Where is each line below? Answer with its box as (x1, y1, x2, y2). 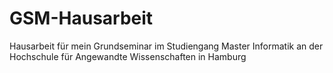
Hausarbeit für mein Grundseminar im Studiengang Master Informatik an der (9, 40, 324, 52)
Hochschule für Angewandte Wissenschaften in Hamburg (9, 50, 247, 62)
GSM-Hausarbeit (9, 7, 154, 30)
